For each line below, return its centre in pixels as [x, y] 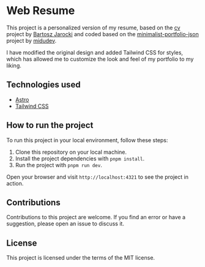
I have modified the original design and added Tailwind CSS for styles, [95, 52]
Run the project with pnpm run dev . [58, 165]
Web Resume [41, 11]
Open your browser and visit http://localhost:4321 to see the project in [97, 177]
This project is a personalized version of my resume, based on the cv [93, 28]
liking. [14, 66]
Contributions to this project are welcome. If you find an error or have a [96, 217]
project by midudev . [32, 40]
